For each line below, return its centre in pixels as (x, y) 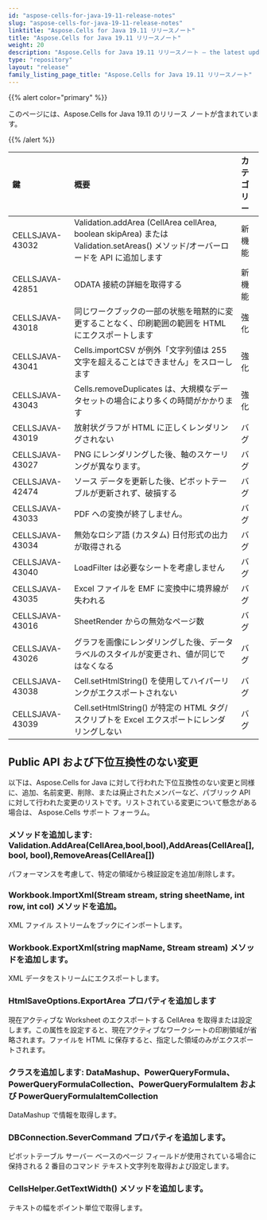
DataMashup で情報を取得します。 (65, 1114)
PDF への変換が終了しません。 (131, 513)
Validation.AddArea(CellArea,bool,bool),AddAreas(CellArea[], (131, 846)
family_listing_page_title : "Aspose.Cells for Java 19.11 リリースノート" (130, 75)
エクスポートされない (138, 692)
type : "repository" (41, 60)
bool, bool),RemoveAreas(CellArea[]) (81, 855)
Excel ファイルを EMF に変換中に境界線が (151, 588)
